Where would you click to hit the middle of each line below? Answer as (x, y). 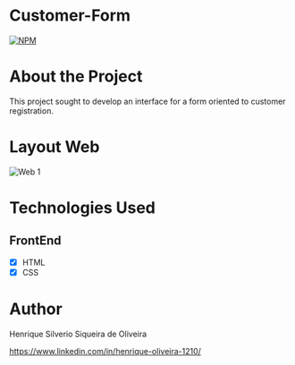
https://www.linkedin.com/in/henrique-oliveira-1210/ (105, 351)
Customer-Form (70, 16)
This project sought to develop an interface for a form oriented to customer (147, 101)
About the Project (76, 76)
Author (36, 309)
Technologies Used (83, 208)
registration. (31, 110)
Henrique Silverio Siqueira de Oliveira (78, 334)
